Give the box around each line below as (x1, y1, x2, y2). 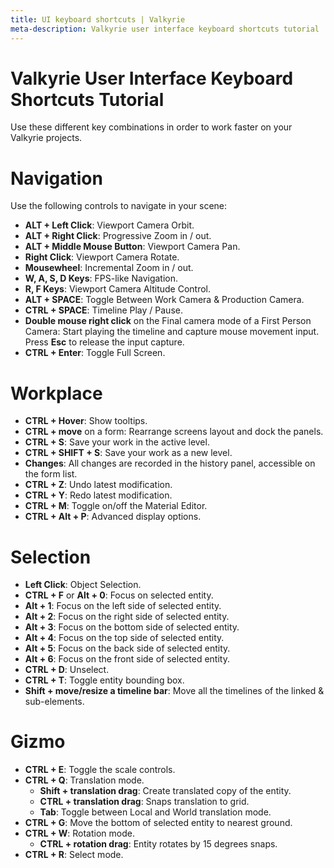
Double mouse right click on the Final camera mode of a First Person (24, 315, 312, 327)
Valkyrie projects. (10, 132, 83, 144)
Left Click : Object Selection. (24, 579, 142, 591)
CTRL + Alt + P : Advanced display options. (24, 511, 202, 523)
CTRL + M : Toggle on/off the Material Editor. (24, 500, 208, 512)
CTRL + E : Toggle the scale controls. (24, 764, 176, 776)
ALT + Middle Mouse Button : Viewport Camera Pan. (24, 241, 241, 253)
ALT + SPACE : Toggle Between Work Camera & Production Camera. (24, 294, 305, 306)
